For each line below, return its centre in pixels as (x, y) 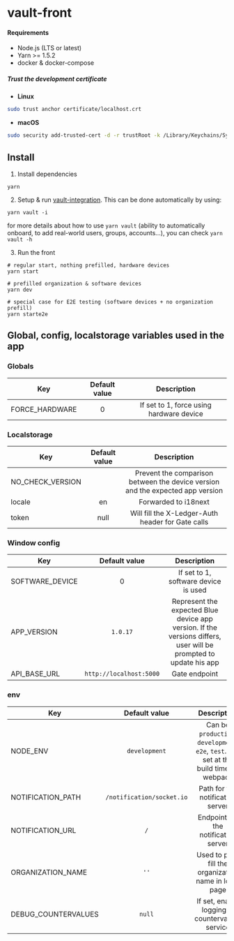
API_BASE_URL (36, 674)
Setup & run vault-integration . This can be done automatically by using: (119, 200)
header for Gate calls (174, 521)
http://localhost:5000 (122, 674)
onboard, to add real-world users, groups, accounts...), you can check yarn (115, 232)
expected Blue (195, 610)
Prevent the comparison (174, 473)
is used (195, 590)
